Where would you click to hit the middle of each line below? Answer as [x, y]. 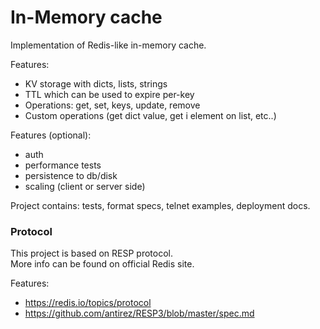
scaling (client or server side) [85, 186]
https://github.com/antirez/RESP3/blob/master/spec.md [139, 313]
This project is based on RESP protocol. [92, 253]
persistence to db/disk [71, 175]
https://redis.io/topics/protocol [88, 303]
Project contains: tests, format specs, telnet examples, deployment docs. [160, 205]
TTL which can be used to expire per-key [109, 94]
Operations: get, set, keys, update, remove [112, 105]
